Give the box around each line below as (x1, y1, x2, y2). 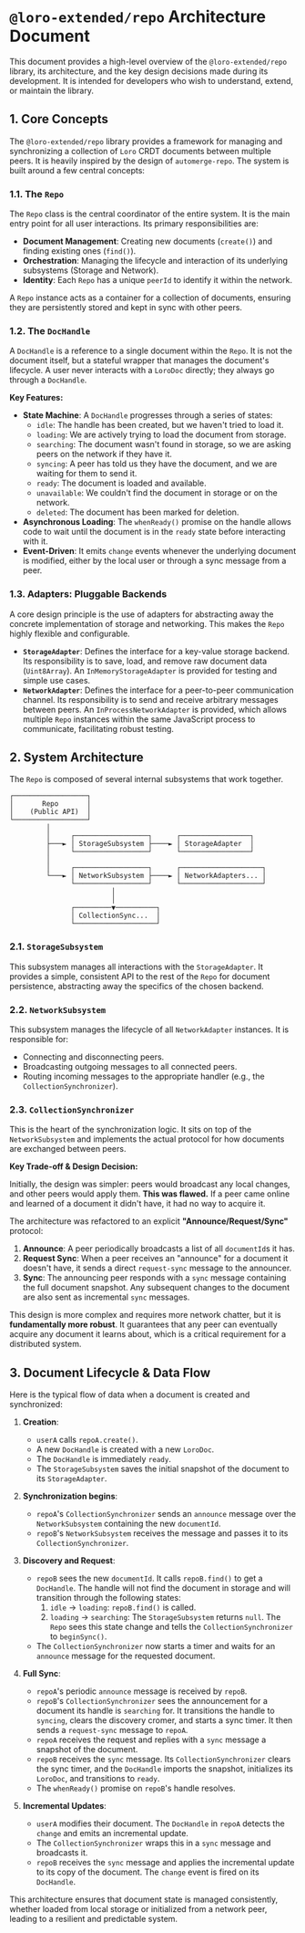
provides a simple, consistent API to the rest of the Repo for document (9, 970, 270, 982)
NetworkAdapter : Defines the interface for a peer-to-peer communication (22, 684, 294, 695)
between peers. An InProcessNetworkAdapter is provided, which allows (22, 704, 288, 715)
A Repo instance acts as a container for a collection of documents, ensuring (9, 292, 291, 303)
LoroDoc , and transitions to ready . (36, 1773, 160, 1784)
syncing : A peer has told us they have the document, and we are (36, 458, 278, 469)
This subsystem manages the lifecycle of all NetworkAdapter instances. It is (9, 1024, 290, 1035)
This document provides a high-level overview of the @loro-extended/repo (9, 56, 288, 67)
